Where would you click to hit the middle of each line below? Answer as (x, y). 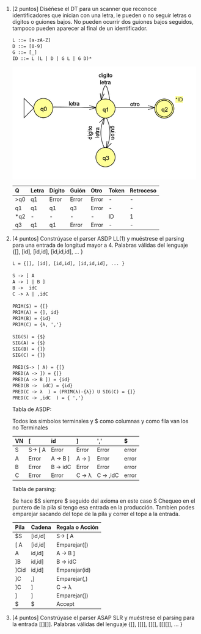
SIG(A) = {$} (29, 343)
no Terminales (30, 428)
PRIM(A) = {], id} (35, 312)
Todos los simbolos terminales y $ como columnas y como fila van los (100, 421)
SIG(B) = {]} (29, 349)
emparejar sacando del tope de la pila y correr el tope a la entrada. (96, 514)
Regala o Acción (77, 527)
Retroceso (143, 191)
